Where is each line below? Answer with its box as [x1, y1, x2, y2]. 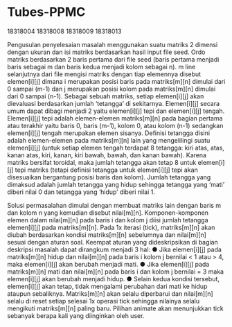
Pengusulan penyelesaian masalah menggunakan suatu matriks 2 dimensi [7, 40, 218, 48]
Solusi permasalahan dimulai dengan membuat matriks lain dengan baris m [7, 201, 222, 209]
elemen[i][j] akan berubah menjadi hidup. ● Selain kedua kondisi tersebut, [7, 274, 220, 283]
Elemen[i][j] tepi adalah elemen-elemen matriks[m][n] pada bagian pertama [7, 114, 223, 122]
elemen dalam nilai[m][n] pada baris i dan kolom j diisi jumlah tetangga [7, 215, 209, 224]
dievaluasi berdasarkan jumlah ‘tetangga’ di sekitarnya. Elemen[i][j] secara [7, 99, 220, 107]
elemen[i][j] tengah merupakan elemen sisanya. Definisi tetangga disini [7, 129, 210, 137]
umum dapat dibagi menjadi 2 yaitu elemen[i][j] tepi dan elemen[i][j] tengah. [7, 107, 225, 115]
